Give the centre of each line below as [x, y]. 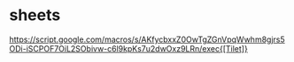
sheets [35, 15]
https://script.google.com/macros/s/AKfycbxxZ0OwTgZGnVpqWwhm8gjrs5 [147, 39]
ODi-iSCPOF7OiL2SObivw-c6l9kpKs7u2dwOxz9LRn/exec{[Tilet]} [128, 48]
